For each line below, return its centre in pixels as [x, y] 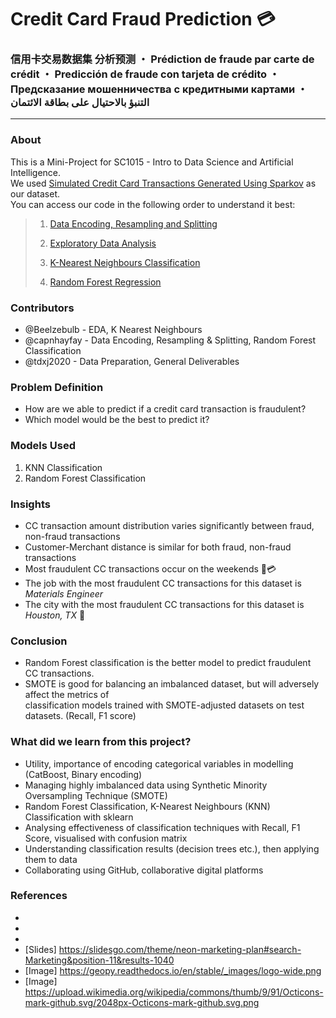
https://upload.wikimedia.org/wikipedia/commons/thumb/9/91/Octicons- [174, 992]
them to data [51, 859]
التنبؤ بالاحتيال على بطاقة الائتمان [80, 103]
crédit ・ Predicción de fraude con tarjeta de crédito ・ [145, 74]
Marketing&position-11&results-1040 [99, 960]
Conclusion [39, 641]
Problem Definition [57, 387]
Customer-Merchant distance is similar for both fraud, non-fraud [158, 547]
